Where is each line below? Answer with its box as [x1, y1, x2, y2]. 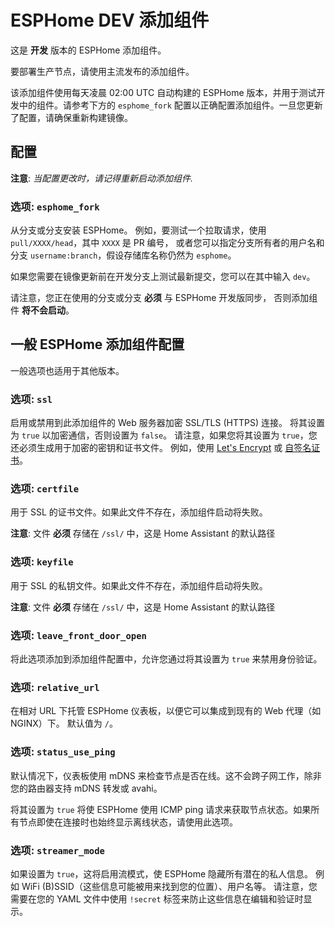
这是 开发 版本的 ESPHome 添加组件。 [10, 44, 167, 56]
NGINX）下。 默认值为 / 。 [10, 717, 118, 730]
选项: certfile [10, 482, 80, 496]
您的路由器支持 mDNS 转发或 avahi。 [10, 782, 163, 794]
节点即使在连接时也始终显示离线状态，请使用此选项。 [18, 816, 238, 828]
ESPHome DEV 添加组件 [10, 9, 210, 32]
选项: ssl [10, 392, 53, 406]
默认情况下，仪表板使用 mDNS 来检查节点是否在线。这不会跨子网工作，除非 [10, 769, 322, 781]
